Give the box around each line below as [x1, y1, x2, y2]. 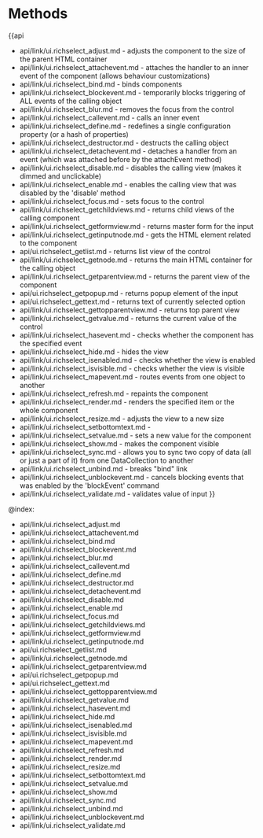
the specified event [19, 338, 82, 348]
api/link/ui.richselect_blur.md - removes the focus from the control [19, 104, 234, 114]
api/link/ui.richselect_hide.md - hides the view [19, 347, 169, 356]
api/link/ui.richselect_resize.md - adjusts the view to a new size [19, 414, 225, 423]
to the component [19, 238, 78, 248]
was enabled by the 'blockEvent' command [19, 481, 159, 490]
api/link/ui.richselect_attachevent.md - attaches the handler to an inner [19, 62, 249, 72]
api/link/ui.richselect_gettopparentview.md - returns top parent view [19, 305, 240, 315]
